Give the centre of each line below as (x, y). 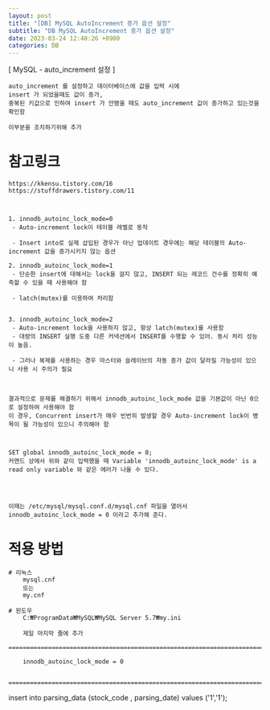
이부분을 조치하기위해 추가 (45, 128)
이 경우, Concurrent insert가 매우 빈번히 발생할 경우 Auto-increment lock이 (129, 416)
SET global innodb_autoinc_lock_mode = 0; (80, 453)
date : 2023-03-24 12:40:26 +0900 (64, 38)
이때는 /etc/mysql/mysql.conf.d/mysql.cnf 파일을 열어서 (98, 507)
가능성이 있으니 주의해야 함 (70, 425)
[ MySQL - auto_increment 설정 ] (62, 70)
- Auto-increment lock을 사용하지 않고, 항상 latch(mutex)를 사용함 (118, 328)
